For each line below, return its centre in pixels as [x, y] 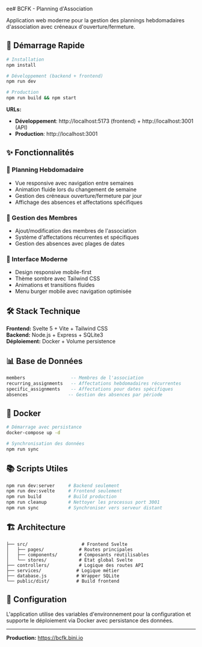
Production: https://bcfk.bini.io [45, 637]
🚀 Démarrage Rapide [46, 45]
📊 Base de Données [44, 361]
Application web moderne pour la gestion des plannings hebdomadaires [96, 20]
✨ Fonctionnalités [40, 153]
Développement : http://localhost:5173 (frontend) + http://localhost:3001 [104, 121]
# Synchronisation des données [45, 444]
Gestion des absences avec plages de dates [70, 244]
